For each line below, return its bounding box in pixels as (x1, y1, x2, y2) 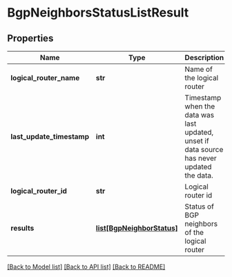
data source (184, 145, 224, 154)
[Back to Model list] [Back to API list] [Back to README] (7, 262, 166, 271)
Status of (184, 202, 214, 211)
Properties (7, 32, 54, 44)
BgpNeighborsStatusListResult (7, 5, 189, 21)
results (10, 223, 35, 233)
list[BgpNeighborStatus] (95, 223, 178, 233)
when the (184, 102, 215, 111)
